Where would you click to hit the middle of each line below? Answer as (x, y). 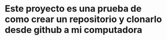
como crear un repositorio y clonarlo (83, 19)
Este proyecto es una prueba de (73, 9)
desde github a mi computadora (74, 30)
